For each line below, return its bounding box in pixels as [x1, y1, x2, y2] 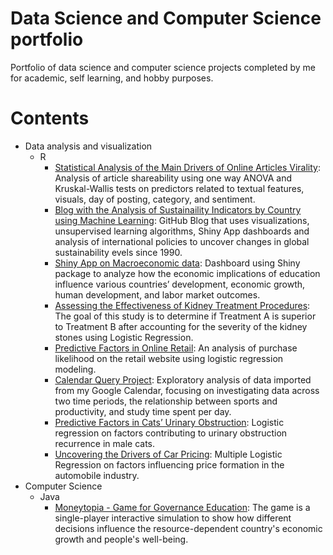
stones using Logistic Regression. [54, 331, 194, 343]
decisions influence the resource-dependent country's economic [54, 522, 323, 534]
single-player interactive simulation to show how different [54, 512, 292, 524]
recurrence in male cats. [54, 437, 156, 449]
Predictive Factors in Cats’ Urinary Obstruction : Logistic [54, 416, 285, 428]
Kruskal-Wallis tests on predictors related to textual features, [54, 182, 305, 194]
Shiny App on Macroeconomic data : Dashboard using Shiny [54, 257, 301, 269]
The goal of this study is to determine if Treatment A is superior [54, 310, 317, 322]
